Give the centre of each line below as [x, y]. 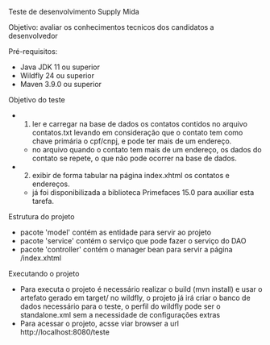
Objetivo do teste [37, 100]
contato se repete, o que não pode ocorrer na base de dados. [135, 158]
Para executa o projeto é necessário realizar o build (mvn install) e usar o [141, 289]
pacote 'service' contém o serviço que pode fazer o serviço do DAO [133, 241]
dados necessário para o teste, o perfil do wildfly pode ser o [120, 306]
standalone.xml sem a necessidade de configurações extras [120, 315]
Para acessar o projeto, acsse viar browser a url [100, 323]
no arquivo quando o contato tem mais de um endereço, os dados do [147, 150]
